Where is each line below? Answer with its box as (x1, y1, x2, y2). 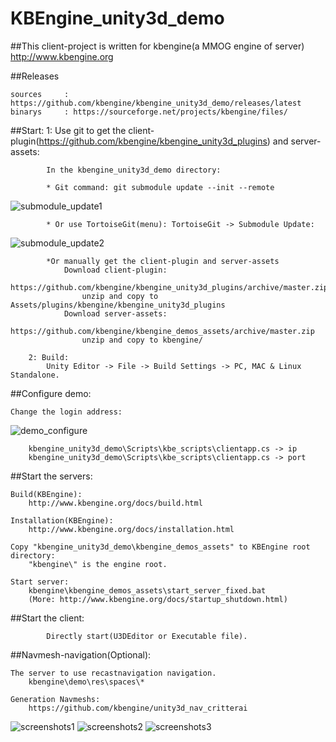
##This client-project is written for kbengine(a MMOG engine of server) (10, 40, 305, 52)
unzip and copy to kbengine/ (81, 335, 203, 345)
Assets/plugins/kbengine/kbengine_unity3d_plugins (10, 300, 226, 310)
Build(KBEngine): (10, 489, 83, 499)
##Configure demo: (10, 387, 92, 399)
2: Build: (28, 352, 70, 362)
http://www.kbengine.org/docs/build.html (28, 498, 203, 508)
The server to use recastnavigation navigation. (10, 668, 217, 678)
